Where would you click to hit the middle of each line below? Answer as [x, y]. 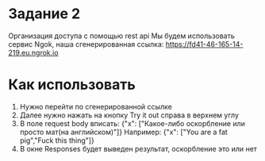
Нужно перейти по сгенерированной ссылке [96, 106]
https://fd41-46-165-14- [204, 44]
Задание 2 [44, 14]
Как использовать [72, 85]
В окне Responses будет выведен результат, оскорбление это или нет [138, 148]
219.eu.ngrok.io [33, 52]
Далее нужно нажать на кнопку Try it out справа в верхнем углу [129, 115]
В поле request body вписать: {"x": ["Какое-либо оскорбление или [132, 123]
